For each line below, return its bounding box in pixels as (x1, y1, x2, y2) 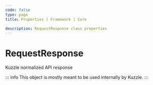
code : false (5, 7, 30, 13)
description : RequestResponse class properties (5, 26, 108, 31)
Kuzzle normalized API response (5, 64, 73, 71)
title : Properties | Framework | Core (5, 17, 87, 22)
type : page (5, 12, 28, 17)
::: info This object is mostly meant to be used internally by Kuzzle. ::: (5, 74, 148, 80)
